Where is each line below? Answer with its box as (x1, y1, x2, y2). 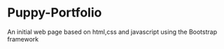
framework (7, 35, 39, 43)
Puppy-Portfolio (7, 5, 102, 21)
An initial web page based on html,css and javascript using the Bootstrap (7, 28, 218, 36)
